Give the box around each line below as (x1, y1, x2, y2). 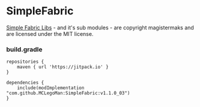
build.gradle (6, 45, 43, 53)
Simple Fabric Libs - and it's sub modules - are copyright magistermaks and (6, 24, 194, 31)
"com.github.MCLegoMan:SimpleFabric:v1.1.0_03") (6, 90, 130, 96)
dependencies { (6, 80, 44, 86)
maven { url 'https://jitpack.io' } (17, 64, 109, 70)
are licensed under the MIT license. (6, 30, 94, 37)
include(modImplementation (17, 85, 85, 91)
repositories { (6, 59, 44, 65)
